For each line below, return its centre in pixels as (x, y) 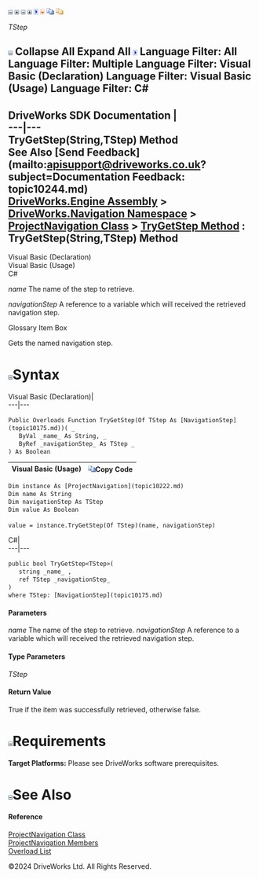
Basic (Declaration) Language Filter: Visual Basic (130, 77)
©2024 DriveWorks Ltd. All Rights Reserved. (80, 866)
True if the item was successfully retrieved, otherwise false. (105, 709)
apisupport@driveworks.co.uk (124, 164)
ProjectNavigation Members (53, 843)
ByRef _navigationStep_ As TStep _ (77, 444)
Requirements (60, 741)
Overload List (30, 851)
